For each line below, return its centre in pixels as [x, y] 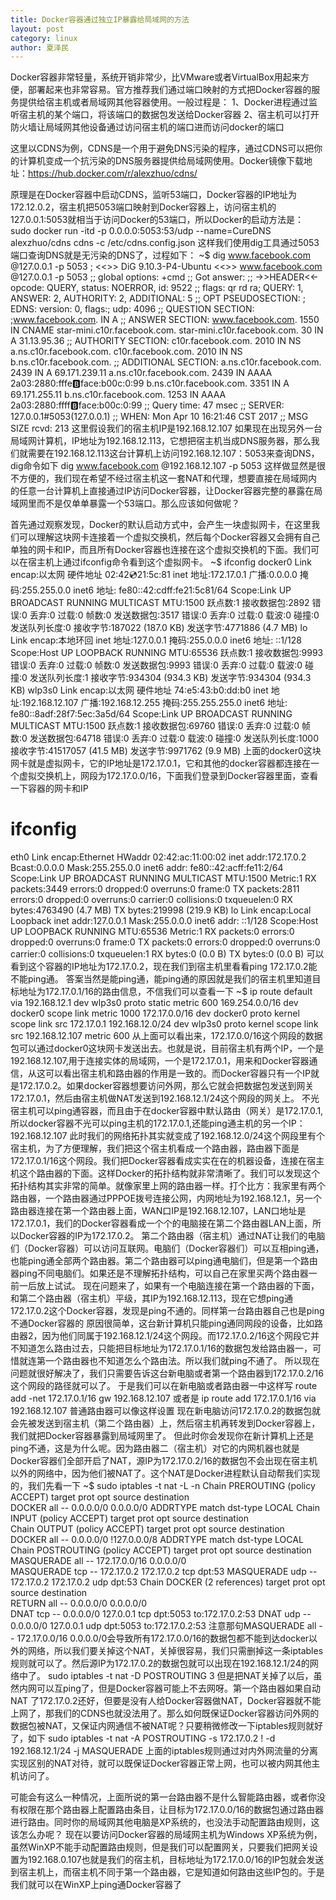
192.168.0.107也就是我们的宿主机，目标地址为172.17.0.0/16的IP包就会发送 [176, 1860]
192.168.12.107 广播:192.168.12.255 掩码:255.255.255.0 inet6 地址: [154, 703]
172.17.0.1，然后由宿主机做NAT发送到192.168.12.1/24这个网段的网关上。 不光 [165, 1098]
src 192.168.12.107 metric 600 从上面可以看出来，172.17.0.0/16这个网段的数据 [166, 1036]
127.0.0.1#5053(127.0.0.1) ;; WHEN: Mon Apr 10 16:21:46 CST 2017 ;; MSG [159, 417]
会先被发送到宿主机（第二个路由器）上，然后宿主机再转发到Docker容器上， [165, 1423]
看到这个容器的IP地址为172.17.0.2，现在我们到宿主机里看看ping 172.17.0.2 [159, 967]
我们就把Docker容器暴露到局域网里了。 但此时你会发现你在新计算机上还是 [162, 1436]
